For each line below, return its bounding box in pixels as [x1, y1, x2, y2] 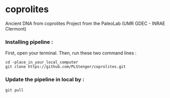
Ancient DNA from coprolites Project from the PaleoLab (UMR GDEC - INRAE [5, 20, 165, 26]
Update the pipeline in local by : [5, 76, 85, 83]
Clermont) [5, 25, 26, 31]
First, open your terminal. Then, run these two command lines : [5, 50, 137, 56]
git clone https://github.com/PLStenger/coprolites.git [5, 64, 126, 70]
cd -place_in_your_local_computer [5, 60, 79, 65]
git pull [5, 87, 24, 92]
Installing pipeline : [5, 38, 53, 45]
